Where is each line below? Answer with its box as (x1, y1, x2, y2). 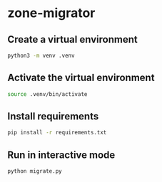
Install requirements (7, 110, 99, 122)
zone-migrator (7, 5, 96, 21)
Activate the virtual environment (7, 72, 155, 84)
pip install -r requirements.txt (7, 129, 107, 136)
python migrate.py (7, 168, 62, 175)
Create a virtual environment (7, 33, 138, 45)
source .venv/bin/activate (7, 90, 88, 97)
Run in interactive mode (7, 149, 116, 161)
